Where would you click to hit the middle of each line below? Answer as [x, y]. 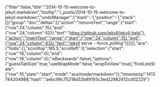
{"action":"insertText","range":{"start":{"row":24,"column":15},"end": [73, 38]
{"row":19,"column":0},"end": [34, 53]
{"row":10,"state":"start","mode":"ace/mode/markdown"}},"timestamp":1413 [80, 74]
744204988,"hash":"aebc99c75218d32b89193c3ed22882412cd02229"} [77, 79]
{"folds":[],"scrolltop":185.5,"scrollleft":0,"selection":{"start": [65, 48]
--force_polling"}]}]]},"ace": [121, 43]
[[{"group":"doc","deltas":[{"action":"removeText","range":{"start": [71, 22]
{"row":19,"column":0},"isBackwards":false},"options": [59, 59]
